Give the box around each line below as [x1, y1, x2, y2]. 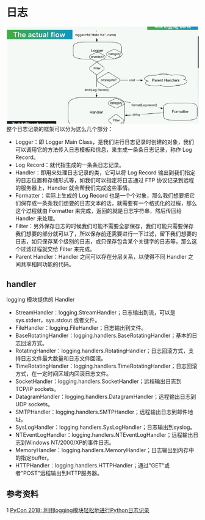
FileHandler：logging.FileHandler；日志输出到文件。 [15, 324, 147, 331]
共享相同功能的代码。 [20, 261, 74, 268]
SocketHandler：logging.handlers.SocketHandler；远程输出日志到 [15, 377, 182, 385]
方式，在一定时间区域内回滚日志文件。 [15, 370, 112, 377]
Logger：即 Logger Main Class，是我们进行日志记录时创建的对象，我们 [15, 138, 194, 146]
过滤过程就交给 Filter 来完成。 [20, 245, 96, 253]
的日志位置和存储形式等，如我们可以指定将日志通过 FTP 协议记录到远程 [15, 177, 194, 184]
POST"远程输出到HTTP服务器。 [23, 469, 103, 477]
